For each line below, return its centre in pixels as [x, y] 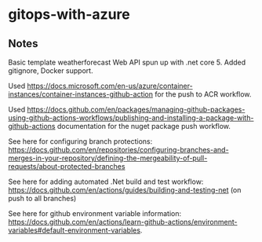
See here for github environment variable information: [95, 213]
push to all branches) [42, 198]
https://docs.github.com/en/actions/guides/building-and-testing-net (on [125, 190]
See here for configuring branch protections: [80, 141]
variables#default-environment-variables [75, 230]
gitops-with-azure [69, 15]
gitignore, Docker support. [51, 71]
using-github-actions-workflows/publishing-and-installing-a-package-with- [131, 118]
